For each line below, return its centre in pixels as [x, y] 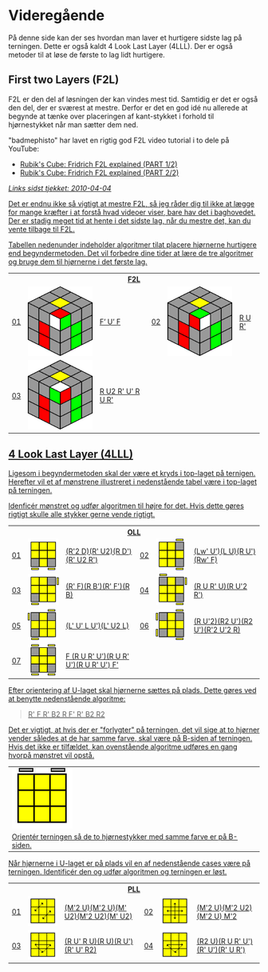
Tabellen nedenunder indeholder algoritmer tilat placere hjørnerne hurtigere [133, 244]
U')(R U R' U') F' [92, 665]
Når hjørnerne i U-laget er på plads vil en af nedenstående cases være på [130, 863]
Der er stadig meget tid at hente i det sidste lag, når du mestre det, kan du [130, 220]
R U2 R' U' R [120, 391]
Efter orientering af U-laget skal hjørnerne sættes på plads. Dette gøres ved [132, 690]
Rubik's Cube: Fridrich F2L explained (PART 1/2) [99, 164]
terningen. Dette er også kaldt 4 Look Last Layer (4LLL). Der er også [120, 46]
